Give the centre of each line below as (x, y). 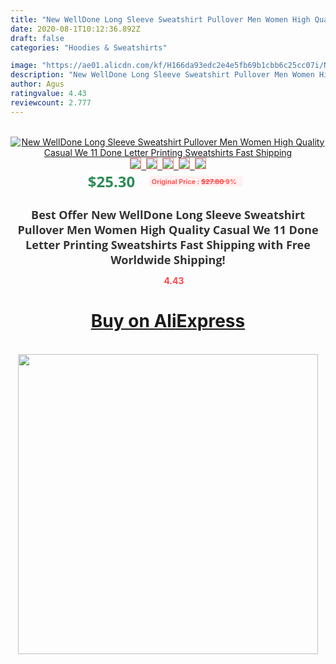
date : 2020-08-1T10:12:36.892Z (75, 29)
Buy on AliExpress (168, 321)
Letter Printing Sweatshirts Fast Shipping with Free (168, 244)
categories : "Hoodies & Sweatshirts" (89, 47)
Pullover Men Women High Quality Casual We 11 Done (168, 229)
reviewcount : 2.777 (51, 102)
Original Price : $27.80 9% (194, 181)
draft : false (37, 38)
